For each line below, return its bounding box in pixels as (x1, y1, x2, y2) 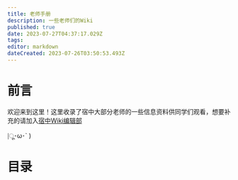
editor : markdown (7, 43, 59, 50)
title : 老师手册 (7, 10, 51, 18)
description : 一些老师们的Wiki (7, 17, 93, 24)
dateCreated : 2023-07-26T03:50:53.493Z (7, 50, 125, 57)
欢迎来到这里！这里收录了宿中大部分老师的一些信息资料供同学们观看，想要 (7, 107, 225, 116)
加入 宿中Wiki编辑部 (25, 116, 83, 125)
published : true (7, 23, 55, 30)
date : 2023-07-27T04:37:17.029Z (7, 30, 103, 38)
